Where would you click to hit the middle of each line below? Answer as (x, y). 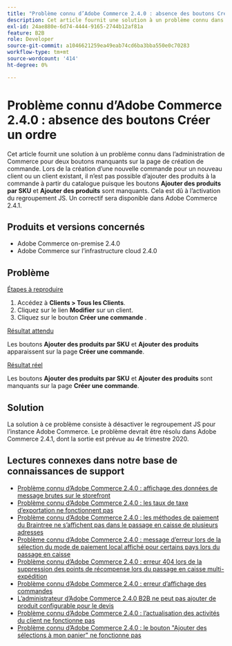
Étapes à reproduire (35, 289)
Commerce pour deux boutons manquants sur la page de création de (105, 161)
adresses (30, 532)
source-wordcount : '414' (43, 59)
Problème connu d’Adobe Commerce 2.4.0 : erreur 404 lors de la (109, 562)
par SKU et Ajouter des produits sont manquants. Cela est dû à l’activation (114, 190)
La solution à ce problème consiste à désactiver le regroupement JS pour (112, 424)
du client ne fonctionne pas (56, 620)
